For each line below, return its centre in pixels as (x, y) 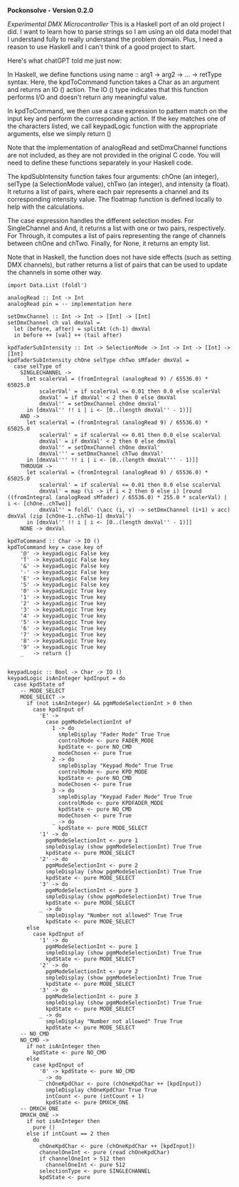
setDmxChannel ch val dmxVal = (54, 323)
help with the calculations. (46, 207)
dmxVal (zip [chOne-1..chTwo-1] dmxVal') (70, 516)
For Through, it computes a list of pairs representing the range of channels (117, 236)
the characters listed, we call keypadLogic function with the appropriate (113, 126)
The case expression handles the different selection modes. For (101, 221)
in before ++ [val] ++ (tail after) (68, 335)
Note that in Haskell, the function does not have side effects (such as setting (119, 257)
